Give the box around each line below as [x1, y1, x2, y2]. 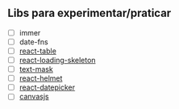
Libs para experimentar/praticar [7, 6, 172, 20]
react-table [19, 46, 57, 56]
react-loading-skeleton [19, 56, 96, 65]
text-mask [19, 65, 53, 74]
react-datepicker [19, 82, 76, 92]
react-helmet [19, 73, 63, 83]
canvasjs [19, 92, 49, 102]
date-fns [19, 36, 49, 47]
